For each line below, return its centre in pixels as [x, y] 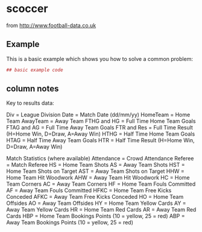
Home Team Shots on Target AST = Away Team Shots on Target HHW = [96, 171]
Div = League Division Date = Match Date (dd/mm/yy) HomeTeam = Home [98, 115]
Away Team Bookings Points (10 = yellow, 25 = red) [70, 222]
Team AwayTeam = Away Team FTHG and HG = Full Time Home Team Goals [101, 121]
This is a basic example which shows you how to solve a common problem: [99, 58]
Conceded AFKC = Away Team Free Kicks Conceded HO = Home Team [95, 197]
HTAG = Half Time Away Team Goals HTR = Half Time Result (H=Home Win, [100, 140]
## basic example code [35, 70]
